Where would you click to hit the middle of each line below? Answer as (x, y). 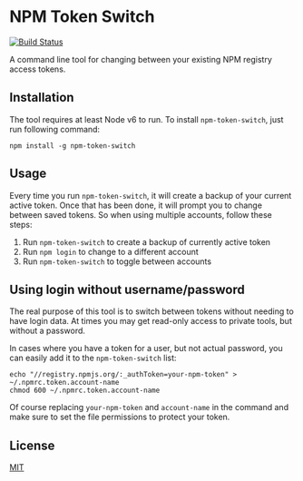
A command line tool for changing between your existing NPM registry (141, 59)
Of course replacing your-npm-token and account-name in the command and (149, 407)
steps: (21, 224)
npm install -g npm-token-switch (73, 146)
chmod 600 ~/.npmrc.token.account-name (85, 391)
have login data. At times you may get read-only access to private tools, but (151, 321)
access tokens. (38, 69)
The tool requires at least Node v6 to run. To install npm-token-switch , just (147, 119)
